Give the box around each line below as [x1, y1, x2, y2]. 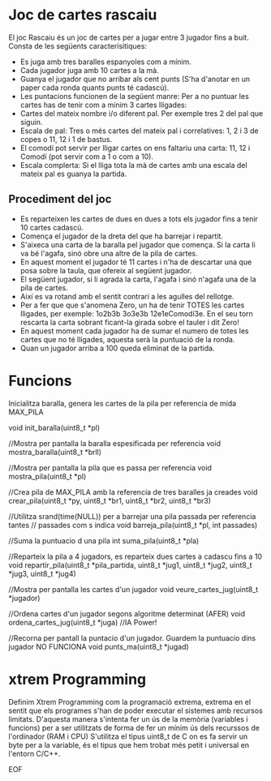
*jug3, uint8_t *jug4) [8, 569, 77, 578]
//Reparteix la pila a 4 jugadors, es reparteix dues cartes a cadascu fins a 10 [8, 551, 262, 561]
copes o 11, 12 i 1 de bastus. [19, 134, 112, 144]
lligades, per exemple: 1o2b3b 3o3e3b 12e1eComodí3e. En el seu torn [19, 308, 253, 318]
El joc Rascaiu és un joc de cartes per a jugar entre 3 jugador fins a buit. [8, 32, 249, 42]
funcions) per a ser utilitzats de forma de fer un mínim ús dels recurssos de [8, 723, 260, 732]
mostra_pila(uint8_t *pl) [8, 471, 87, 481]
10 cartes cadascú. [19, 222, 84, 232]
